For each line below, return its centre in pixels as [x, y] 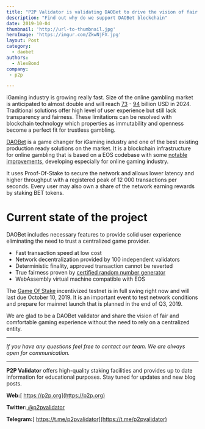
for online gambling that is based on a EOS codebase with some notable [97, 155]
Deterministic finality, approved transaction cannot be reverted [94, 266]
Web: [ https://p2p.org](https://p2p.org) [56, 395]
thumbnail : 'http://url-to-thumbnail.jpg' [61, 29]
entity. [14, 329]
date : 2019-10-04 [28, 23]
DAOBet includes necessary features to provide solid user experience [94, 235]
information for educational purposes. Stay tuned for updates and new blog [101, 377]
